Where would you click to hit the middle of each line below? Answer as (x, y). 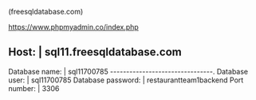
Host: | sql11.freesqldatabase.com (95, 52)
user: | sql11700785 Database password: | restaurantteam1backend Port (126, 80)
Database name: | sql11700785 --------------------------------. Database (128, 71)
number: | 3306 (34, 88)
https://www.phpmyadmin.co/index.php (74, 27)
